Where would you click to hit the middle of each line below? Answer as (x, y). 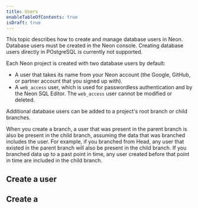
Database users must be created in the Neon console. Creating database (95, 45)
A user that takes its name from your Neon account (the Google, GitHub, (103, 75)
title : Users (22, 12)
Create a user (32, 179)
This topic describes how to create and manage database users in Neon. (95, 40)
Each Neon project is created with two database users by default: (86, 63)
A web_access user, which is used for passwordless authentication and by (103, 87)
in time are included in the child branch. (54, 161)
